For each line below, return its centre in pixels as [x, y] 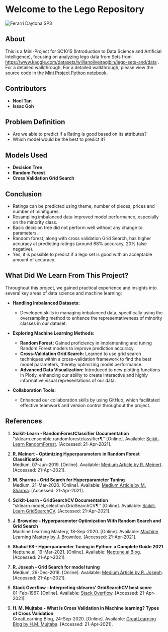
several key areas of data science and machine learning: [64, 293]
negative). [23, 249]
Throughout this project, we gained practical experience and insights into [81, 288]
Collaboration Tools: [34, 390]
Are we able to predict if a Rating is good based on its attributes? [79, 134]
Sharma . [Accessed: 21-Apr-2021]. [48, 490]
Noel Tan [22, 101]
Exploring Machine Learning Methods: [53, 333]
